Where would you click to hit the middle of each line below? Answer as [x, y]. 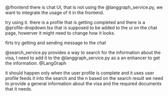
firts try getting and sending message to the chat [56, 43]
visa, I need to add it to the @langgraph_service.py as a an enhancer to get [83, 58]
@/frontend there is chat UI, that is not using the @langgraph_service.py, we [84, 7]
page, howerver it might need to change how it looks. [60, 33]
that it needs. [19, 89]
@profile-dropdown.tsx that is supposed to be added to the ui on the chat [81, 28]
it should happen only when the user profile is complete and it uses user [80, 73]
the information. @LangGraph [36, 63]
